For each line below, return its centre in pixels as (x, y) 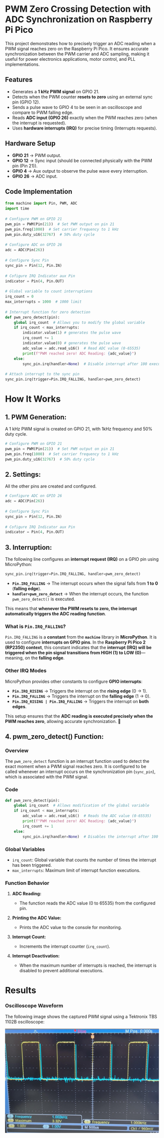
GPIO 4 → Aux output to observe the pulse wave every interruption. (80, 171)
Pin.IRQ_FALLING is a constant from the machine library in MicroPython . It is (81, 637)
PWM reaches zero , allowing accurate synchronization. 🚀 (63, 721)
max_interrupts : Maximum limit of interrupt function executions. (76, 870)
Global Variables (25, 849)
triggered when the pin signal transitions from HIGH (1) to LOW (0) (73, 653)
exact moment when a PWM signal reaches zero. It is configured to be (76, 767)
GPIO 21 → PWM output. (37, 155)
